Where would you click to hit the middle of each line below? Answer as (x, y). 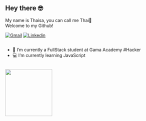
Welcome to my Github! (29, 25)
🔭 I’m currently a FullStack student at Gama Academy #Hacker (76, 50)
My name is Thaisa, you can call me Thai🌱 (48, 20)
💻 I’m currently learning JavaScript (49, 55)
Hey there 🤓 (24, 8)
